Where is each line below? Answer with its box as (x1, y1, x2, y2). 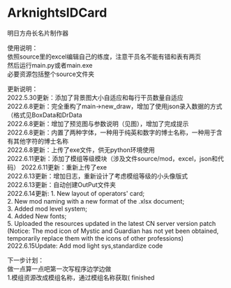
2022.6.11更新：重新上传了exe (20, 162, 107, 172)
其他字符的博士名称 (13, 137, 68, 145)
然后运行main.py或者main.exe (7, 61, 93, 69)
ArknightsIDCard (7, 5, 107, 21)
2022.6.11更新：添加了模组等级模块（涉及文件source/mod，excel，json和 (7, 154, 218, 162)
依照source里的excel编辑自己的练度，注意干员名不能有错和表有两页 (7, 52, 201, 61)
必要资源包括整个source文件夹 (7, 70, 95, 78)
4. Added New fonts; (7, 211, 67, 220)
